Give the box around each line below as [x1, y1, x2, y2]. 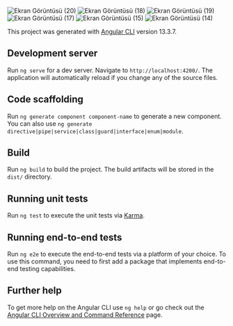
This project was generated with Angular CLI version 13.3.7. [7, 28, 177, 35]
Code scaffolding [7, 94, 83, 106]
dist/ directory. [7, 172, 52, 181]
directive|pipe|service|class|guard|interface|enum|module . [7, 127, 184, 135]
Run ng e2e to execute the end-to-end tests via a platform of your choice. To [7, 250, 227, 259]
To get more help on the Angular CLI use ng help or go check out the [7, 303, 204, 311]
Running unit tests [7, 193, 88, 204]
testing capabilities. [19, 265, 76, 273]
